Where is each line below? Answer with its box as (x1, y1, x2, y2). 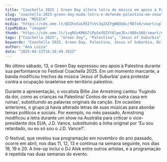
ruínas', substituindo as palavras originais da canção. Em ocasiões (5, 99, 141, 105)
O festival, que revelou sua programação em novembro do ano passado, (5, 135, 153, 141)
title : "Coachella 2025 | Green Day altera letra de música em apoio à (5, 7, 157, 12)
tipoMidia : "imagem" (5, 26, 48, 31)
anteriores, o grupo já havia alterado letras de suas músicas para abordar (5, 104, 156, 110)
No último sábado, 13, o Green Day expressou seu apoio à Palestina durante (5, 63, 161, 69)
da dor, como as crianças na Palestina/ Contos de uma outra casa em (5, 93, 148, 100)
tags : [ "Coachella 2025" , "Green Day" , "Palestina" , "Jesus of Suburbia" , (5, 35, 164, 40)
